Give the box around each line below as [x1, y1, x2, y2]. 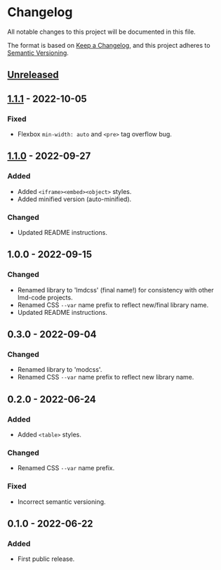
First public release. [17, 555, 75, 563]
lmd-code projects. [17, 293, 73, 302]
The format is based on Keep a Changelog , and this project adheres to [7, 41, 210, 49]
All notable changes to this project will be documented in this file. [7, 27, 196, 36]
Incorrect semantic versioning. [17, 497, 107, 506]
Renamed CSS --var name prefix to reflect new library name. [17, 373, 194, 382]
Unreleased [7, 69, 60, 81]
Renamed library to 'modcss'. [17, 365, 102, 374]
